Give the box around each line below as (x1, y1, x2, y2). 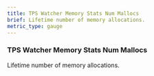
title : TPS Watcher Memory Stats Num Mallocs (7, 10, 139, 17)
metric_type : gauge (7, 23, 63, 29)
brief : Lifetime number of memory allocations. (7, 16, 146, 23)
